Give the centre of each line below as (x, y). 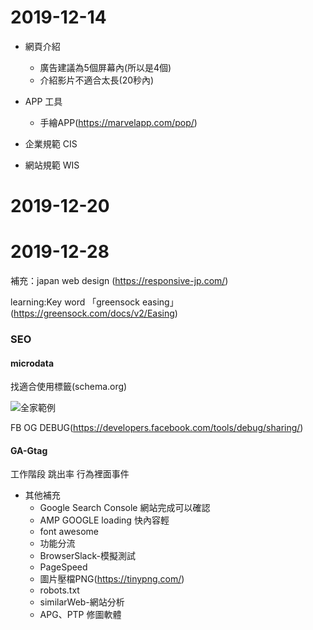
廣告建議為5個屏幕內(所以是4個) (105, 67)
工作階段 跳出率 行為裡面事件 (70, 474)
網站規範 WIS (52, 165)
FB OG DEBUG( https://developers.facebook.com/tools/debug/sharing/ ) (157, 428)
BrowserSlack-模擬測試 (87, 556)
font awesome (69, 532)
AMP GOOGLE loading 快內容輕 (104, 520)
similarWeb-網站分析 (82, 602)
